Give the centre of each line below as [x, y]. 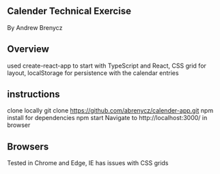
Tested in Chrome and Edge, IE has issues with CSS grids [88, 163]
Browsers [28, 146]
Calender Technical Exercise [69, 11]
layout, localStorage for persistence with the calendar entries [93, 73]
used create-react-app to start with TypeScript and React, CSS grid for [107, 66]
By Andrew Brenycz [35, 27]
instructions [33, 95]
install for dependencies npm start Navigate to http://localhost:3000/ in [107, 118]
